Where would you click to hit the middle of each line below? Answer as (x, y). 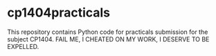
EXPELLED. (23, 46)
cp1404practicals (59, 13)
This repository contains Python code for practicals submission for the (108, 32)
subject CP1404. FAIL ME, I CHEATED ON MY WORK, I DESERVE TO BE (108, 39)
